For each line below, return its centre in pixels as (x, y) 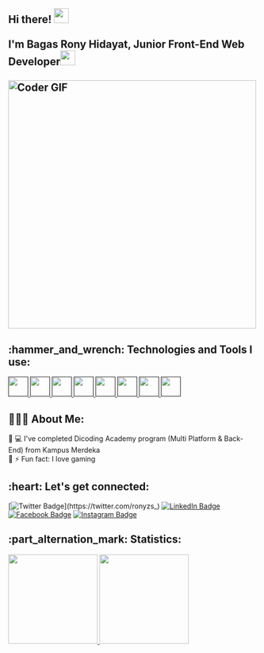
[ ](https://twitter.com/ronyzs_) (84, 506)
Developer (34, 62)
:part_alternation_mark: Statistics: (95, 540)
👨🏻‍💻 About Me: (46, 419)
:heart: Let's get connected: (79, 487)
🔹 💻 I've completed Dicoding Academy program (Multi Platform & (115, 439)
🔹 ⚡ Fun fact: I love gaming (52, 459)
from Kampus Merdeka (63, 450)
